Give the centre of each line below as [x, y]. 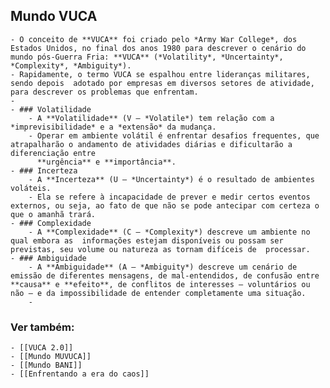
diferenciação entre [53, 153]
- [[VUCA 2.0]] [42, 348]
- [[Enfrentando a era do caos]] [80, 374]
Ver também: [42, 327]
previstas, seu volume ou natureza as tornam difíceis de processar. [160, 249]
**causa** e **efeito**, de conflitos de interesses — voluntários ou [160, 284]
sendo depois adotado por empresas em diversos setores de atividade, [162, 83]
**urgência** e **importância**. [106, 162]
